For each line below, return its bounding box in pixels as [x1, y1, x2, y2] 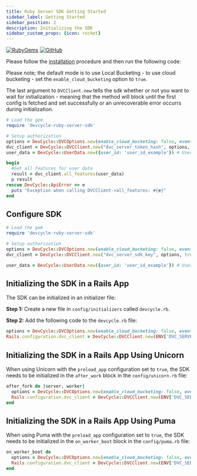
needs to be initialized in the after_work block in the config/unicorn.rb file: [6, 371, 188, 379]
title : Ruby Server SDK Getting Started [6, 8, 107, 15]
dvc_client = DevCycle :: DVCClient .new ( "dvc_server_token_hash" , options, [6, 144, 191, 150]
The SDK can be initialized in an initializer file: [6, 294, 116, 301]
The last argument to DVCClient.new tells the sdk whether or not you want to [6, 87, 189, 94]
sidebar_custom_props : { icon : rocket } [6, 31, 101, 36]
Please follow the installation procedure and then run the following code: [6, 58, 181, 65]
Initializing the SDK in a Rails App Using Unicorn [6, 350, 185, 360]
